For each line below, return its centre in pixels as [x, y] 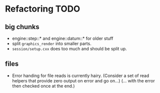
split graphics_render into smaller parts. [52, 44]
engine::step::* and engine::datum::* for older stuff [63, 38]
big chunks [22, 27]
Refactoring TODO [43, 9]
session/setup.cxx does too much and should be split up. [69, 49]
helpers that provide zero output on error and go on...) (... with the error [83, 80]
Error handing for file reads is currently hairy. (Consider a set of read [80, 76]
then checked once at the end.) [43, 86]
